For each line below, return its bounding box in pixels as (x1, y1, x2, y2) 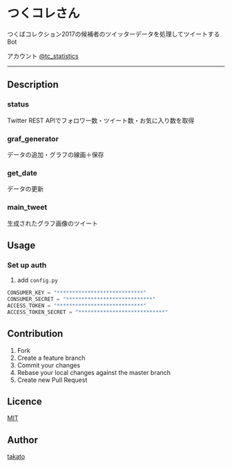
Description (7, 79, 59, 91)
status (7, 100, 30, 109)
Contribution (7, 328, 64, 340)
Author (7, 434, 38, 446)
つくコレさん (7, 6, 81, 21)
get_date (7, 168, 38, 178)
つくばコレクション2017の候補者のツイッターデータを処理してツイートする (7, 30, 220, 38)
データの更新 (7, 185, 43, 193)
